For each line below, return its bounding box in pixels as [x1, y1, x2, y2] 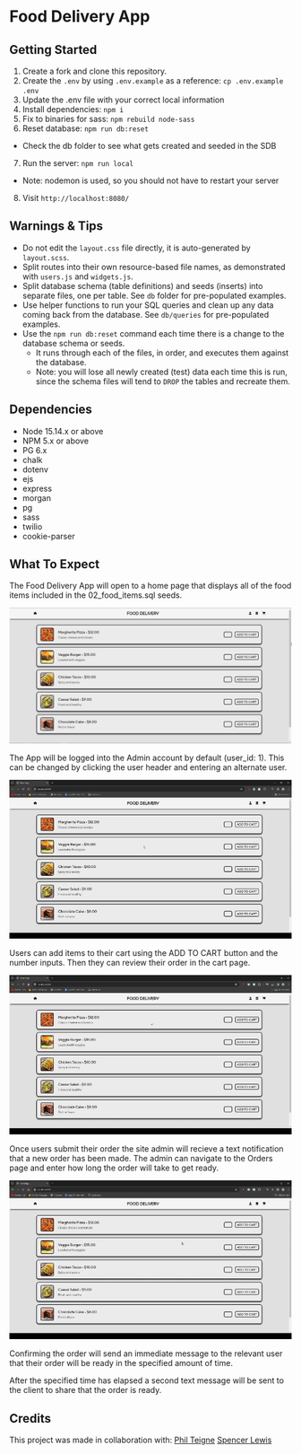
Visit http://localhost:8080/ [21, 193, 130, 203]
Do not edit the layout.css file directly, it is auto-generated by [21, 242, 251, 253]
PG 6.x [21, 444, 47, 455]
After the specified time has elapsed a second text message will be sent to [9, 1375, 285, 1386]
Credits [9, 1411, 52, 1426]
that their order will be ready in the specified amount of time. [9, 1358, 233, 1369]
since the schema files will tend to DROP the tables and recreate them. [35, 375, 291, 387]
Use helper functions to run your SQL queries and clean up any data [21, 299, 274, 311]
